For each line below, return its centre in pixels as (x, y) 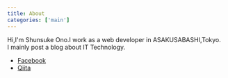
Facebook (32, 60)
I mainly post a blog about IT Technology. (66, 47)
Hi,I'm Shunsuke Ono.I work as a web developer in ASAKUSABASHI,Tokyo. (114, 39)
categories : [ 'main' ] (39, 20)
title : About (26, 13)
